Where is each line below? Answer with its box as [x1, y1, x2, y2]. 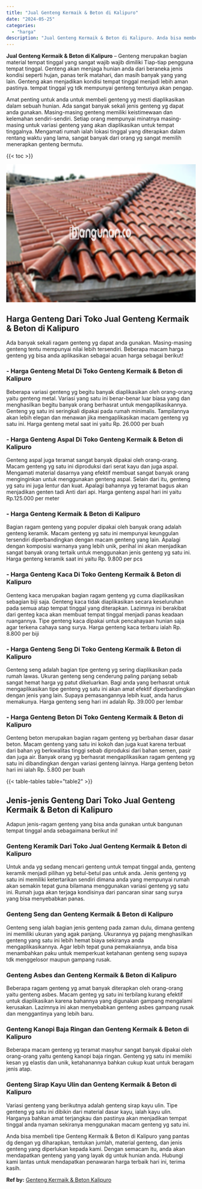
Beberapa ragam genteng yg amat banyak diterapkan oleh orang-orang [6, 984, 183, 992]
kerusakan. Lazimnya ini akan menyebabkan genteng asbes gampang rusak [6, 1003, 194, 1010]
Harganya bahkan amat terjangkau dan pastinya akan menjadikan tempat [6, 1114, 188, 1122]
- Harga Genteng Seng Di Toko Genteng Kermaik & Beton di [6, 645, 182, 653]
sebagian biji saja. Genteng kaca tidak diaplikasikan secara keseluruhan [6, 598, 184, 605]
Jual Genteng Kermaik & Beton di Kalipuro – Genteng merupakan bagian [6, 52, 188, 60]
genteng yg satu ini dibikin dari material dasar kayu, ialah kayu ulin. [6, 1108, 173, 1115]
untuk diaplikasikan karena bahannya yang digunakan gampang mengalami [6, 997, 193, 1004]
